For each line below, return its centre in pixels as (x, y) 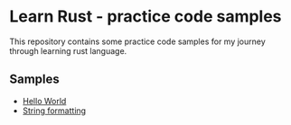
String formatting (54, 111)
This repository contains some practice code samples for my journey (138, 41)
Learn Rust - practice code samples (145, 17)
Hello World (44, 101)
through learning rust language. (68, 50)
